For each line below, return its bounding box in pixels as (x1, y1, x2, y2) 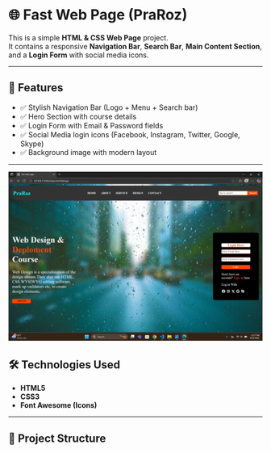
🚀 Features (8, 81, 64, 94)
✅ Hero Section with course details (19, 111, 137, 121)
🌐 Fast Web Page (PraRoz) (8, 6, 188, 24)
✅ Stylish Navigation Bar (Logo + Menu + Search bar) (19, 103, 198, 112)
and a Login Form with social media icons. (8, 50, 149, 60)
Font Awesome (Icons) (19, 401, 98, 410)
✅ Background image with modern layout (19, 147, 157, 157)
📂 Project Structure (8, 431, 106, 445)
